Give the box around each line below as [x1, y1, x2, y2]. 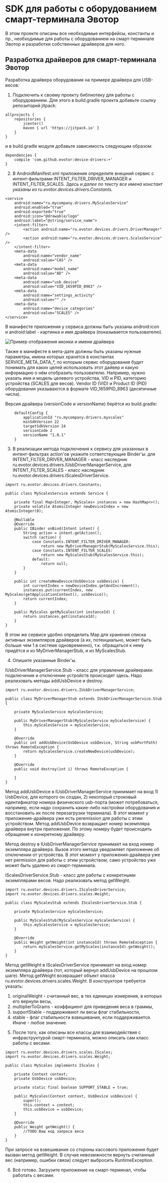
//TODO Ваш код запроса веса [23, 1129, 84, 1134]
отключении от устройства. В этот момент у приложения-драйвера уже [5, 851, 160, 857]
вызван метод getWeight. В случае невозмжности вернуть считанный [5, 1151, 155, 1158]
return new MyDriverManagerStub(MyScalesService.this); [40, 544, 160, 549]
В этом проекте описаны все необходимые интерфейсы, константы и [5, 30, 154, 36]
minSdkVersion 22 [23, 419, 59, 424]
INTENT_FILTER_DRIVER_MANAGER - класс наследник [12, 456, 127, 462]
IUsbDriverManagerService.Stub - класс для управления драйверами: [5, 667, 153, 673]
